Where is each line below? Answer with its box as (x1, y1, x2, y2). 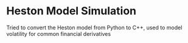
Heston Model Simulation (6, 4, 137, 18)
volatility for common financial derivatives (6, 30, 111, 37)
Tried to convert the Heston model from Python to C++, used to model (6, 24, 183, 31)
